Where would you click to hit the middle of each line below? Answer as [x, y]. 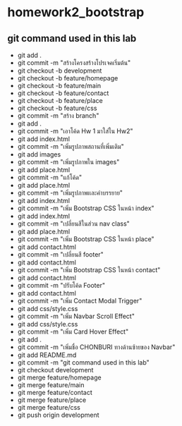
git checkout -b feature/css [57, 108]
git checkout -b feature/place [60, 101]
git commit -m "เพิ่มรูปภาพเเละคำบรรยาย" [70, 193]
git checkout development [55, 370]
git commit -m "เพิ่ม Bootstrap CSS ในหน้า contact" [89, 270]
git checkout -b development [60, 71]
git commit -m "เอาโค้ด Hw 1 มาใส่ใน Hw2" [75, 131]
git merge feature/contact [55, 392]
